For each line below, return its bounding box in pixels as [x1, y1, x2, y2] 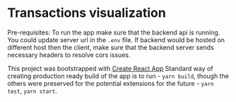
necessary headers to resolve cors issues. [7, 51, 131, 59]
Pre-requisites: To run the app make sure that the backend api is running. [7, 28, 220, 37]
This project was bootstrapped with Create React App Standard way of [7, 64, 213, 72]
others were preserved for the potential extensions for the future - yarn [7, 79, 214, 87]
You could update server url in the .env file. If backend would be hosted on [7, 35, 225, 44]
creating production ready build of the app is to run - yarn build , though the [7, 72, 230, 80]
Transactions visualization [7, 5, 166, 21]
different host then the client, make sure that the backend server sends [7, 43, 214, 51]
